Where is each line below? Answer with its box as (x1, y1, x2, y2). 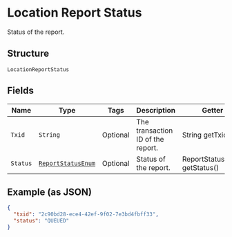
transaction (136, 126, 173, 135)
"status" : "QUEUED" (13, 218, 70, 225)
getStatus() (182, 162, 220, 172)
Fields (7, 85, 35, 97)
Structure (7, 48, 50, 59)
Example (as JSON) (7, 186, 92, 198)
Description (136, 105, 176, 115)
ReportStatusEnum (39, 159, 96, 167)
